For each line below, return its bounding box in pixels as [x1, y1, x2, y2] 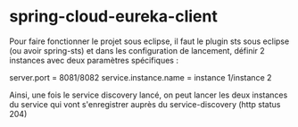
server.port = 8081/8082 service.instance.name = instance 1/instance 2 [9, 72, 272, 82]
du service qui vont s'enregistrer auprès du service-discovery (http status [9, 98, 281, 109]
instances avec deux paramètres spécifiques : [9, 55, 178, 65]
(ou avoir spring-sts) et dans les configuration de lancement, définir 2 [9, 45, 265, 55]
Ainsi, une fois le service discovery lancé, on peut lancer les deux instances [9, 89, 288, 100]
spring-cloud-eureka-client [9, 6, 219, 27]
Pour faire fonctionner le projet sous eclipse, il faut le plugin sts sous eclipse [9, 36, 290, 47]
